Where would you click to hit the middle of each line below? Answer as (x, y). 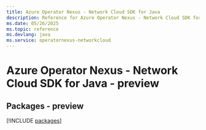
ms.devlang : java (29, 35)
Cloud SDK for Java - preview (83, 84)
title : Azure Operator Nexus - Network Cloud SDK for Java (83, 12)
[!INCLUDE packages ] (34, 121)
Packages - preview (45, 106)
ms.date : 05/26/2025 (33, 23)
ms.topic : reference (33, 29)
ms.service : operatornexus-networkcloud (59, 40)
